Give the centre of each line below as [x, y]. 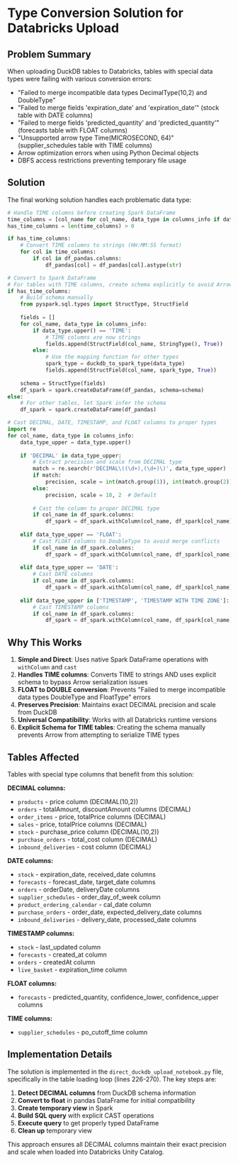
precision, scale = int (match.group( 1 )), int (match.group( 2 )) [139, 482]
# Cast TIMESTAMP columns [71, 607]
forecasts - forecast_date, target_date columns [86, 881]
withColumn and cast [47, 667]
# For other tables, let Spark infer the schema [93, 403]
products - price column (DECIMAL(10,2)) [78, 801]
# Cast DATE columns [63, 574]
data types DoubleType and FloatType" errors [84, 697]
